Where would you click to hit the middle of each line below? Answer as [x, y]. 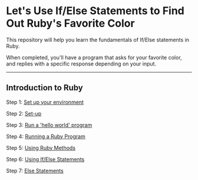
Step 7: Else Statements [35, 171]
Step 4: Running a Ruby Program [46, 136]
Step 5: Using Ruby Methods [41, 148]
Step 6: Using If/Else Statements [45, 159]
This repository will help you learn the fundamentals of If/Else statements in [98, 40]
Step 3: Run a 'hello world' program [49, 125]
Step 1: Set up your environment [45, 102]
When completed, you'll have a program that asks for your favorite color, [94, 57]
